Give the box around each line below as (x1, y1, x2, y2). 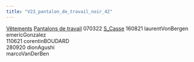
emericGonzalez (6, 31, 46, 38)
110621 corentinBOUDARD (6, 37, 69, 44)
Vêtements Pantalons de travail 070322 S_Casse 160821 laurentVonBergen (6, 25, 189, 32)
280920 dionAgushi (6, 44, 55, 51)
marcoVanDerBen (6, 50, 49, 57)
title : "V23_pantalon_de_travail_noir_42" (6, 8, 113, 15)
